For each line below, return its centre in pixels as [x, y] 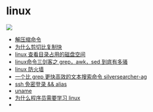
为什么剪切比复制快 [38, 46]
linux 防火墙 [29, 69]
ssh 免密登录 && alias [41, 84]
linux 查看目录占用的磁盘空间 [50, 54]
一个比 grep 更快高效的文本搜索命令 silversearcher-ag [81, 76]
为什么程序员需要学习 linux [47, 98]
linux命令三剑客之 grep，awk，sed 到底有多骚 [71, 61]
